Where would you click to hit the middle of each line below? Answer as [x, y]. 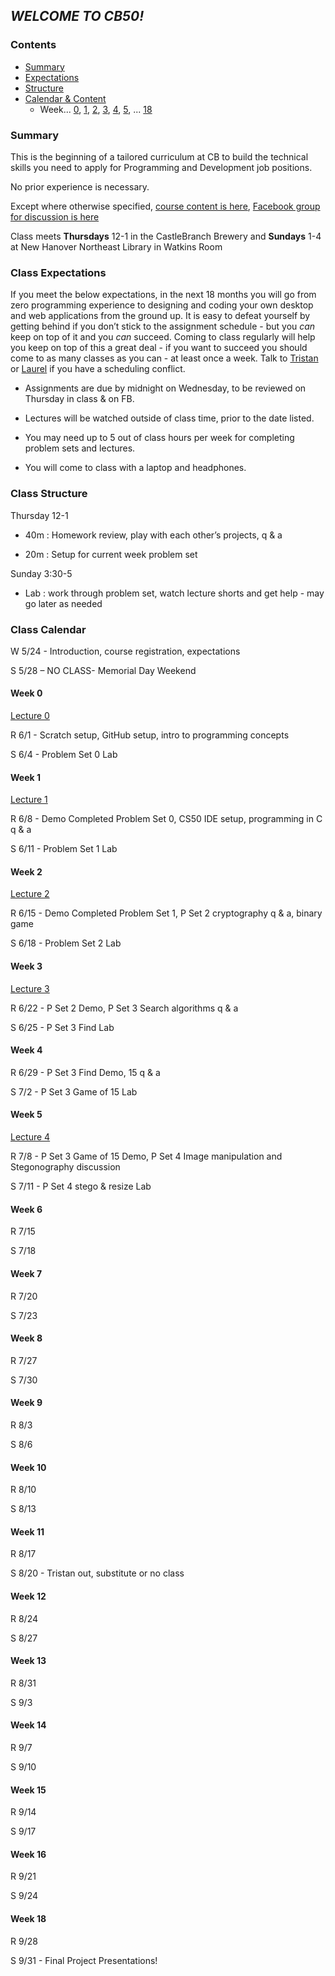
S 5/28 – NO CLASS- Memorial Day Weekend [103, 670]
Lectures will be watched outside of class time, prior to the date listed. [169, 418]
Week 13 [28, 1661]
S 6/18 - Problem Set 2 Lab [66, 943]
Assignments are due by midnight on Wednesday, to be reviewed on [165, 388]
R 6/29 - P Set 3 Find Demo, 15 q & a [85, 1072]
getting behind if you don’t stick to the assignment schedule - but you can [163, 326]
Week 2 [26, 871]
